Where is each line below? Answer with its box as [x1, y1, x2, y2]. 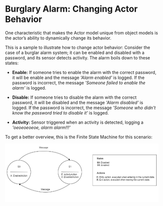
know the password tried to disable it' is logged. [12, 110, 109, 115]
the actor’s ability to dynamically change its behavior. [5, 35, 112, 41]
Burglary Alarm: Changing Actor [5, 3, 138, 15]
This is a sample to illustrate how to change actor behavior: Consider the [5, 44, 150, 50]
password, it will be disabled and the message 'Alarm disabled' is [12, 99, 144, 105]
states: [5, 60, 18, 66]
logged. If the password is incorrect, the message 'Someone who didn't [12, 105, 156, 111]
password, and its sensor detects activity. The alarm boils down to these [5, 55, 150, 60]
